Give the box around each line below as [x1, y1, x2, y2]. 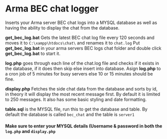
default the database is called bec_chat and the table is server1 [5, 111, 135, 117]
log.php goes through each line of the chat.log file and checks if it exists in [5, 60, 160, 66]
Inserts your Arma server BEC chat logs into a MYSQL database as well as [5, 19, 158, 25]
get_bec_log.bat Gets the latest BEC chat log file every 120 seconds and [5, 34, 155, 40]
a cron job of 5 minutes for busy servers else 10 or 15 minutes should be [5, 70, 153, 76]
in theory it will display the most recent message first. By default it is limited [5, 91, 161, 97]
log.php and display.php [5, 128, 56, 134]
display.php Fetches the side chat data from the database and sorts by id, [5, 85, 158, 91]
